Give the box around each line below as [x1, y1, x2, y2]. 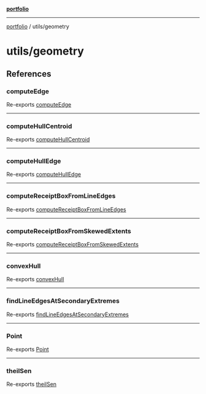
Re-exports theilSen [6, 381, 57, 388]
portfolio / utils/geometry [6, 23, 69, 30]
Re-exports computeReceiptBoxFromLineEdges [6, 205, 127, 213]
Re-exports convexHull [6, 276, 64, 283]
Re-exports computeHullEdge [6, 171, 82, 178]
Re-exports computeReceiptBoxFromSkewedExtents [6, 241, 139, 248]
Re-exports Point [6, 346, 49, 353]
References [6, 69, 51, 79]
